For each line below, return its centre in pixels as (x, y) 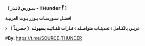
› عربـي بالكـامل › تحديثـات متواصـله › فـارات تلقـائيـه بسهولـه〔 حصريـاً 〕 (72, 28)
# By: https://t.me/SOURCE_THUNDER (44, 38)
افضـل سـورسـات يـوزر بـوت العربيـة (38, 18)
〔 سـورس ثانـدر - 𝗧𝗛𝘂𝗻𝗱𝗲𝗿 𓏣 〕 (37, 8)
